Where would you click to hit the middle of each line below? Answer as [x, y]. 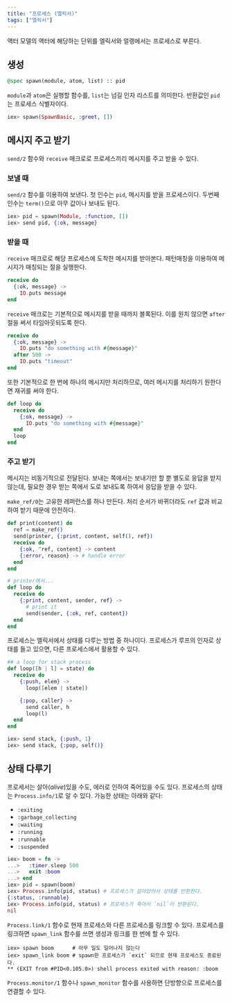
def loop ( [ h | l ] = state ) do [51, 669]
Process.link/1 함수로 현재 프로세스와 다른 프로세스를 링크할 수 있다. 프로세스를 [116, 925]
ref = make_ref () [38, 530]
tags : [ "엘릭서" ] [30, 20]
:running [30, 832]
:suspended [33, 847]
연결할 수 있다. [27, 991]
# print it [41, 607]
